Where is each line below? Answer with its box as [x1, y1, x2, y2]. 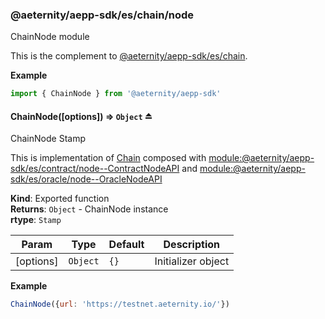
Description [163, 238, 220, 252]
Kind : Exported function [10, 193, 110, 205]
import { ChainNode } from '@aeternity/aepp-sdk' [10, 89, 222, 99]
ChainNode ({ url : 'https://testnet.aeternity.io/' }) [10, 299, 230, 310]
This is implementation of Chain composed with [10, 152, 207, 164]
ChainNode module [10, 31, 90, 43]
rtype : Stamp [10, 214, 62, 226]
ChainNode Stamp [10, 133, 86, 145]
